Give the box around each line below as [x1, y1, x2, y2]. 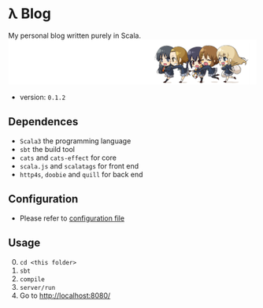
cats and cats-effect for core [19, 153, 117, 162]
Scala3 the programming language [19, 135, 131, 146]
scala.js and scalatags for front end [19, 161, 139, 170]
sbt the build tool [19, 144, 75, 154]
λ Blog [8, 5, 51, 23]
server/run [19, 284, 56, 291]
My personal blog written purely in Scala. [8, 31, 142, 40]
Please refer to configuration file [19, 213, 124, 223]
